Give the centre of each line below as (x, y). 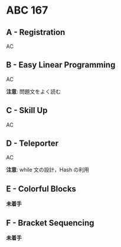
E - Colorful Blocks (41, 189)
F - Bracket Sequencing (50, 223)
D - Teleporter (32, 144)
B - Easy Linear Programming (61, 65)
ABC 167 (27, 10)
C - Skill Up (27, 110)
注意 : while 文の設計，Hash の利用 (48, 170)
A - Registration (36, 32)
